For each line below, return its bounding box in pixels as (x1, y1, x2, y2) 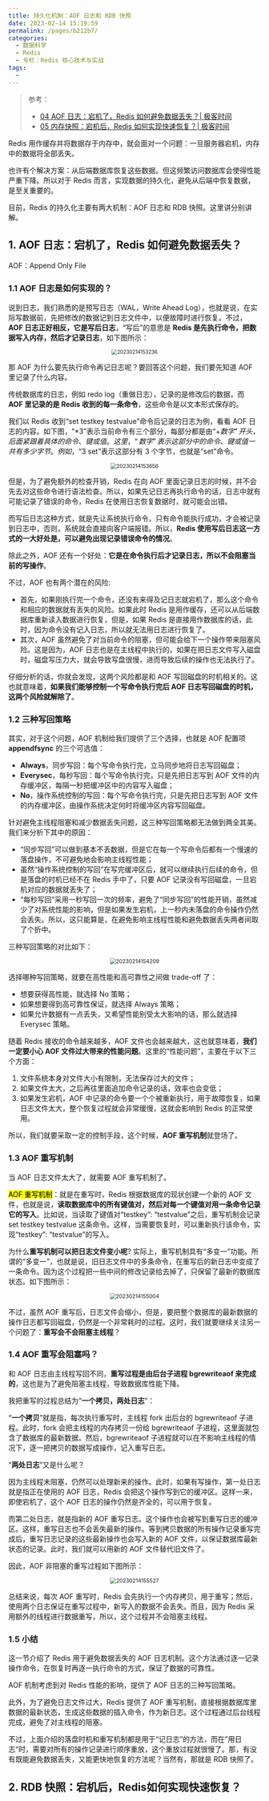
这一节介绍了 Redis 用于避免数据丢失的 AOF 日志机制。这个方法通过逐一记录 (8, 1654, 259, 1663)
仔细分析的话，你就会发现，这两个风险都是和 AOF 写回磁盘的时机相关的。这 (8, 671, 259, 681)
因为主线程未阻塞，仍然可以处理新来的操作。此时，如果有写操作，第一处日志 (8, 1477, 261, 1486)
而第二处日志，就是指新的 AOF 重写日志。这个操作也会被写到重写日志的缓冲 (8, 1513, 259, 1523)
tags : (8, 64, 26, 72)
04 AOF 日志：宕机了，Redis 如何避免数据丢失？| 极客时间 (39, 111, 232, 121)
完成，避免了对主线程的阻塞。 (8, 1718, 106, 1727)
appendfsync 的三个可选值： (8, 743, 106, 753)
